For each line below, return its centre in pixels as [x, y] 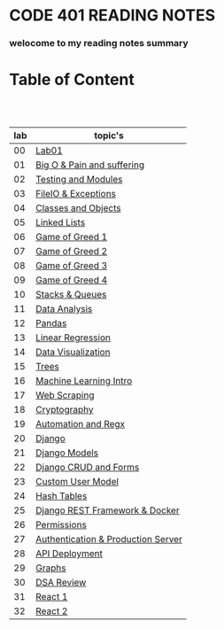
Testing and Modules [79, 180]
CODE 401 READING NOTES [112, 16]
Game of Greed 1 [71, 237]
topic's [109, 136]
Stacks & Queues [71, 295]
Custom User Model [77, 482]
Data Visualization [73, 353]
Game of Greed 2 [71, 252]
